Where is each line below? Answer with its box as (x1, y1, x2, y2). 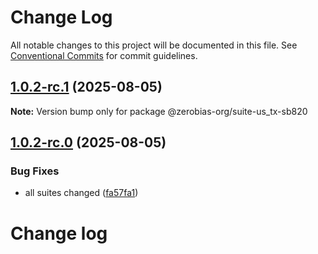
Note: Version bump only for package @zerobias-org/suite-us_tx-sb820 (10, 105, 308, 117)
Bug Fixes (10, 164, 60, 178)
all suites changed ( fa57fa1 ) (24, 187, 139, 199)
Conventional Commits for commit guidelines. (10, 49, 198, 61)
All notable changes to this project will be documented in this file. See (10, 39, 298, 51)
